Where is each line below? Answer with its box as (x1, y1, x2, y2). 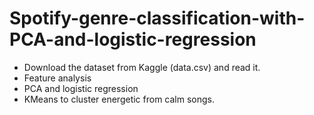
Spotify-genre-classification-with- (9, 7, 306, 30)
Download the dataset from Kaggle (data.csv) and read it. (23, 61, 261, 73)
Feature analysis (23, 72, 92, 84)
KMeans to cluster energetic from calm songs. (23, 93, 216, 105)
